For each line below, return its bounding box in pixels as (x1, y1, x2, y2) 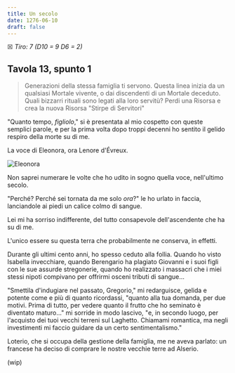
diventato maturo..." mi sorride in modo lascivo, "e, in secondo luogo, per (7, 308, 219, 317)
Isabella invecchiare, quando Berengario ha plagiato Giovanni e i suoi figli (7, 258, 219, 266)
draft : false (7, 23, 46, 30)
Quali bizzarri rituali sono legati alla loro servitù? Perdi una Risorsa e (24, 96, 221, 105)
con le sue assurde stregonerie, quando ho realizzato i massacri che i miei (7, 265, 222, 274)
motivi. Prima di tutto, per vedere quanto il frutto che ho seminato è (7, 301, 201, 310)
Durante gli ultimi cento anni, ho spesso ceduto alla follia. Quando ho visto (7, 250, 222, 259)
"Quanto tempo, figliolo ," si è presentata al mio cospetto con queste (7, 117, 203, 126)
